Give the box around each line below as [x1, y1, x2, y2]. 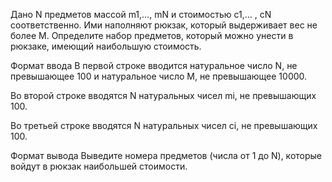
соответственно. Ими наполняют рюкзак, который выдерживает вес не [10, 19, 318, 31]
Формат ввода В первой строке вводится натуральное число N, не [10, 60, 298, 71]
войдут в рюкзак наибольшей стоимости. [10, 160, 188, 172]
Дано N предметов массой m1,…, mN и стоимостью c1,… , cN [10, 9, 272, 20]
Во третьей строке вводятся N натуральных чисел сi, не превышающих [10, 120, 318, 131]
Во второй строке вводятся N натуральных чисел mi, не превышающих [10, 90, 317, 101]
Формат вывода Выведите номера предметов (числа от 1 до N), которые [10, 150, 323, 161]
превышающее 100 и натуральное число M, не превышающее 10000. [10, 70, 308, 82]
